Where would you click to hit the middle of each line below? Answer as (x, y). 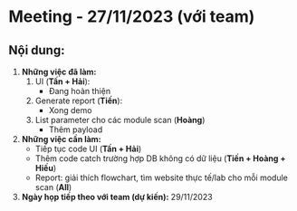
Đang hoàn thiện (79, 91)
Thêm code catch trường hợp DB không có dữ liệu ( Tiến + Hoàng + (160, 158)
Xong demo (70, 110)
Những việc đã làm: (59, 72)
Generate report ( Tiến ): (79, 101)
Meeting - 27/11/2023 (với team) (132, 17)
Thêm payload (76, 129)
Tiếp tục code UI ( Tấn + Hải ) (88, 149)
